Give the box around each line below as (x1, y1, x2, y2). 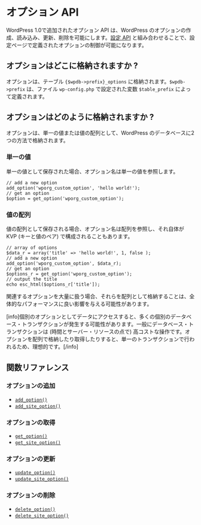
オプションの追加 (6, 382, 56, 390)
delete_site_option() (14, 512, 69, 519)
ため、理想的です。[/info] (16, 343, 79, 350)
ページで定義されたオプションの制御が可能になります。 (11, 41, 148, 49)
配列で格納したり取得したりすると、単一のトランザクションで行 (32, 335, 190, 343)
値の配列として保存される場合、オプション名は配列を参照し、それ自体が (6, 226, 184, 233)
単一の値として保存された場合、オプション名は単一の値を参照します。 (6, 167, 179, 175)
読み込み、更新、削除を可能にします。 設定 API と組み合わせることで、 (16, 34, 190, 41)
